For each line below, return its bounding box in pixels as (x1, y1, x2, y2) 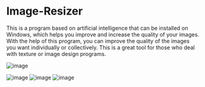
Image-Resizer (6, 4, 83, 18)
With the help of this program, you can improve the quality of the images (6, 37, 190, 44)
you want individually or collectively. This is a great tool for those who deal (6, 44, 195, 51)
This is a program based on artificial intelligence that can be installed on (6, 24, 188, 32)
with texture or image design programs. (6, 50, 106, 57)
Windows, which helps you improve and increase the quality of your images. (6, 30, 199, 38)
